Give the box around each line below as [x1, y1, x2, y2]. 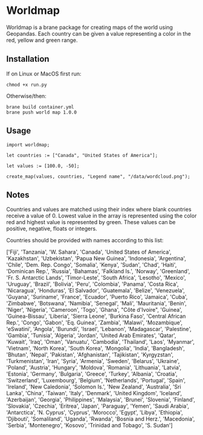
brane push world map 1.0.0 [6, 109, 77, 115]
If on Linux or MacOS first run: [6, 70, 82, 77]
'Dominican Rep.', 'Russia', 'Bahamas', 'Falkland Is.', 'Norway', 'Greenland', [6, 268, 190, 275]
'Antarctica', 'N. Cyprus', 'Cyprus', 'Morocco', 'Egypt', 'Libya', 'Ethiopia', [6, 409, 183, 416]
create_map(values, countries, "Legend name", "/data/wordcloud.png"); [6, 173, 190, 179]
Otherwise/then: [6, 92, 47, 100]
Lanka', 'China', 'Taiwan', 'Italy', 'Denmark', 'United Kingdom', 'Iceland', [6, 390, 182, 397]
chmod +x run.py [6, 82, 47, 88]
